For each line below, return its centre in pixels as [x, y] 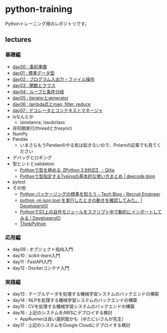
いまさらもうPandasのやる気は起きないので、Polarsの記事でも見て [88, 145]
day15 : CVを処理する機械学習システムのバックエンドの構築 [74, 307]
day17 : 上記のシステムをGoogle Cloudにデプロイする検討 [71, 325]
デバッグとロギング [32, 157]
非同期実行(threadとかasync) [42, 128]
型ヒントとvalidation [33, 164]
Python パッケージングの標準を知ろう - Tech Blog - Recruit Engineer [90, 194]
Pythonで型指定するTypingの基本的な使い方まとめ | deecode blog [87, 176]
